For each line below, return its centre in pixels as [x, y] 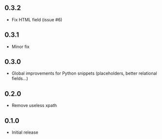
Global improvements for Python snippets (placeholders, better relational [84, 73]
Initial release [25, 132]
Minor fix [20, 46]
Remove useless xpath [34, 106]
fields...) [20, 78]
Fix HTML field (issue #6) [37, 19]
